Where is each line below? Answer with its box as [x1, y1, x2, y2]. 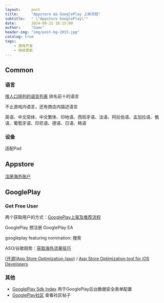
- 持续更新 [14, 48, 33, 53]
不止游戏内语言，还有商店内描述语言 [5, 104, 78, 110]
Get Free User [5, 203, 39, 209]
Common [5, 66, 34, 74]
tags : [5, 39, 16, 44]
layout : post [5, 7, 41, 12]
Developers [5, 261, 28, 267]
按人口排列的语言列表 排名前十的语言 [5, 94, 79, 99]
